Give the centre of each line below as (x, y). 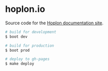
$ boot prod (17, 50)
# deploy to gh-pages (27, 59)
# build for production (30, 46)
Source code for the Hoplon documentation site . (54, 23)
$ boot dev (16, 36)
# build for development (31, 32)
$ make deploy (20, 64)
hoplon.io (25, 9)
